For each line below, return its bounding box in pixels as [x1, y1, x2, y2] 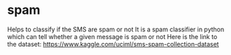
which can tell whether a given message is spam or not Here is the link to [7, 32, 218, 40]
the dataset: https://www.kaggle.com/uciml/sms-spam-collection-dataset [7, 40, 219, 48]
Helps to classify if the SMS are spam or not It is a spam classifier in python [7, 25, 225, 33]
